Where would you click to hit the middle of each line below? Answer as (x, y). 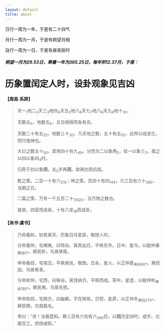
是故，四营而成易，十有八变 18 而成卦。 (56, 210)
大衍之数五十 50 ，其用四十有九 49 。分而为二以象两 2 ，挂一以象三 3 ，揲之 (89, 151)
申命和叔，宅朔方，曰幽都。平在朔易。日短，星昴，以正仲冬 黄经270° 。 (87, 299)
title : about (18, 14)
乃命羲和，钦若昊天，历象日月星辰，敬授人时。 (65, 235)
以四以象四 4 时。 (33, 159)
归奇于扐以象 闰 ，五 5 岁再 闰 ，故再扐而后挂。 (61, 170)
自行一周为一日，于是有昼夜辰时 (37, 50)
